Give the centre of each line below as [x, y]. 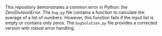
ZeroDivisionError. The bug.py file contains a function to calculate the [75, 12]
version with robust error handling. [40, 28]
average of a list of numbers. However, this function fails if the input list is [79, 18]
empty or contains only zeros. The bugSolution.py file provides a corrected [81, 23]
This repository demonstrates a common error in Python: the [66, 7]
